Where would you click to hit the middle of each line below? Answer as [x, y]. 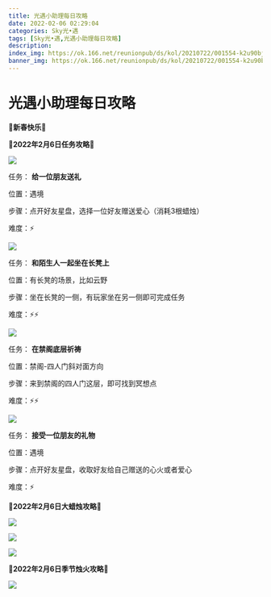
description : [30, 46]
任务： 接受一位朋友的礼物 [52, 435]
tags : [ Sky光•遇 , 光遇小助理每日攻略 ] [65, 38]
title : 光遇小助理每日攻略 [48, 16]
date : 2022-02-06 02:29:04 [54, 23]
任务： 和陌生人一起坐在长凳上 [59, 262]
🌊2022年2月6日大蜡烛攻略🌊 [55, 506]
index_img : [27, 53]
